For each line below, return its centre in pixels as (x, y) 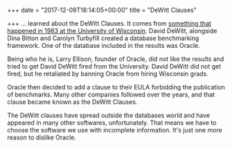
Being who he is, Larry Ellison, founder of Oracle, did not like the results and (116, 59)
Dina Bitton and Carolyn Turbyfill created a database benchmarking (103, 38)
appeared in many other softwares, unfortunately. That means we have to (112, 123)
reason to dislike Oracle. (42, 137)
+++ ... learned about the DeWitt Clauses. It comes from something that (109, 23)
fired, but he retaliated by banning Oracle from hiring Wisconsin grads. (108, 73)
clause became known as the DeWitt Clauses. (72, 102)
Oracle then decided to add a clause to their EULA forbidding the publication (116, 87)
